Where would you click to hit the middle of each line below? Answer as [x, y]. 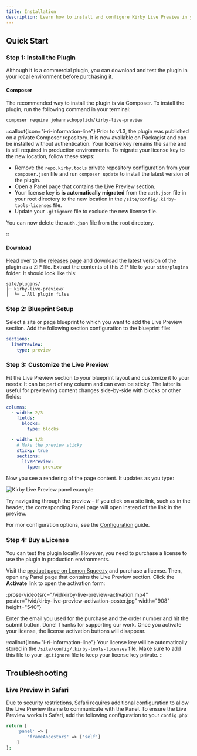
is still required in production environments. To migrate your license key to [95, 150]
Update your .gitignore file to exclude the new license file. [86, 212]
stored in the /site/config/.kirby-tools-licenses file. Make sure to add [94, 648]
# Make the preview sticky [50, 445]
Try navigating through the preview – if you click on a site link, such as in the [98, 501]
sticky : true [33, 450]
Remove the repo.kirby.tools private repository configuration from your [102, 168]
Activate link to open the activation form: [56, 583]
